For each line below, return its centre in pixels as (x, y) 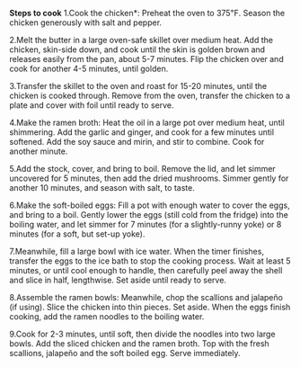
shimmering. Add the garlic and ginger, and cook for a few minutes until (142, 132)
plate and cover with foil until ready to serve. (92, 105)
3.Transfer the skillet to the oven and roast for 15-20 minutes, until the (138, 86)
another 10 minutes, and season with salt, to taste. (102, 188)
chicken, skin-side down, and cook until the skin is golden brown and (137, 49)
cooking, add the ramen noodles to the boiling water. (107, 317)
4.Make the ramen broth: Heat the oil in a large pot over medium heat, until (147, 122)
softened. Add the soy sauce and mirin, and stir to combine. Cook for (137, 142)
